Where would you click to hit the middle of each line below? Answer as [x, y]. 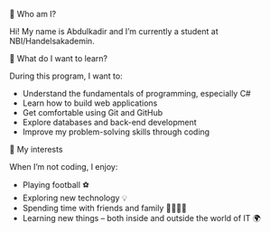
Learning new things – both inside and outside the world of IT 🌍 [142, 218]
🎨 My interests [36, 149]
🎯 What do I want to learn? [59, 58]
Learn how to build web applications [90, 103]
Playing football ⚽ [56, 185]
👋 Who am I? [33, 14]
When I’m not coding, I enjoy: [64, 167]
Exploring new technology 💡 [75, 198]
